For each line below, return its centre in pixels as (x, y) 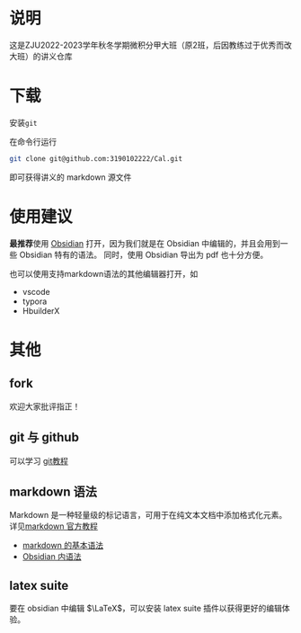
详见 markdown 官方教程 (54, 526)
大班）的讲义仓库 (41, 56)
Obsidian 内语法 (52, 557)
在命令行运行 (33, 141)
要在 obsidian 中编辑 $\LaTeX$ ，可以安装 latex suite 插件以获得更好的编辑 (146, 609)
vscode (36, 291)
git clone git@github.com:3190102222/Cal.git (96, 158)
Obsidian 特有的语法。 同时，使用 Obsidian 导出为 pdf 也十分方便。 (144, 254)
